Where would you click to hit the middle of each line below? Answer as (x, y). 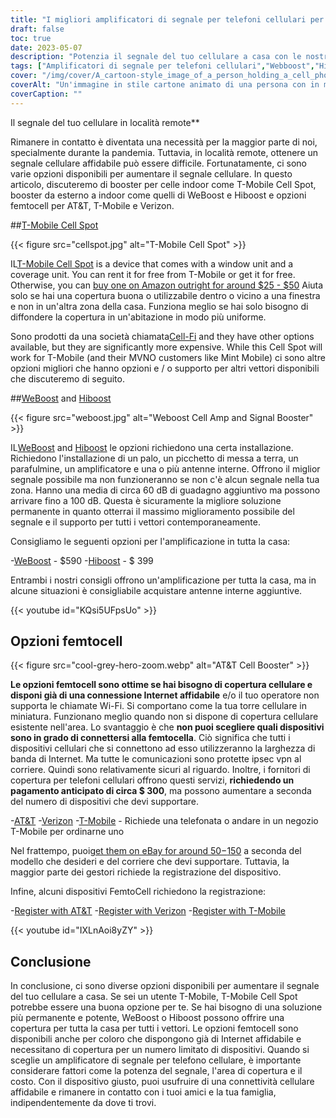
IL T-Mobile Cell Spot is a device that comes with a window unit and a (152, 263)
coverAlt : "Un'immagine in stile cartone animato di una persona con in (165, 85)
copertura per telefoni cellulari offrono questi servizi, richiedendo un (152, 780)
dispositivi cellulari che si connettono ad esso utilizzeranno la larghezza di (163, 748)
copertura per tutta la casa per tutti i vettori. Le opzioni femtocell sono (154, 1028)
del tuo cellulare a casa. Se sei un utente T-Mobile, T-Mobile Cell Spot (154, 997)
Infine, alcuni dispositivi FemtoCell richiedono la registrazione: (138, 892)
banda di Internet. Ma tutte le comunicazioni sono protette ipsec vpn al (156, 759)
